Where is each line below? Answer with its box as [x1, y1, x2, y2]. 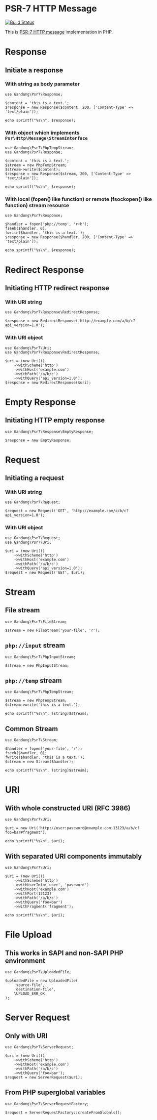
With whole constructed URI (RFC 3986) [5, 804, 131, 812]
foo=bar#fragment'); [5, 830, 48, 835]
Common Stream [5, 725, 58, 733]
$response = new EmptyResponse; [5, 438, 71, 443]
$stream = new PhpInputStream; [5, 663, 69, 668]
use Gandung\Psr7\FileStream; [5, 619, 67, 624]
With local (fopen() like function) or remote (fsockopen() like [5, 196, 152, 203]
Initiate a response [5, 66, 63, 74]
